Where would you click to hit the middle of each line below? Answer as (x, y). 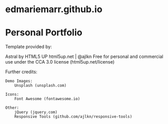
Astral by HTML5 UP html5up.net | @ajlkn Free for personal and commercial (84, 56)
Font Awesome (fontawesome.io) (47, 99)
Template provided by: (29, 47)
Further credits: (21, 72)
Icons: (12, 95)
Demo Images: (19, 81)
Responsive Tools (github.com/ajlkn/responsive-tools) (73, 117)
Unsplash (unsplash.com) (40, 86)
